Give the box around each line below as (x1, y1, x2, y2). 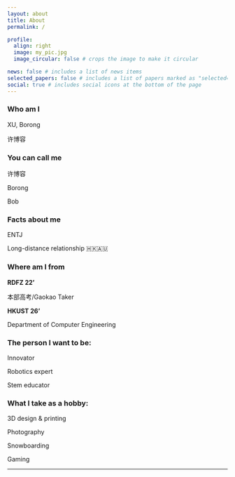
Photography (7, 428, 45, 436)
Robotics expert (7, 367, 53, 375)
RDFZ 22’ (7, 278, 35, 286)
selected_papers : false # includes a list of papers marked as (7, 74, 196, 81)
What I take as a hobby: (7, 398, 89, 408)
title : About (7, 17, 45, 24)
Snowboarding (7, 441, 50, 450)
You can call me (7, 152, 62, 162)
